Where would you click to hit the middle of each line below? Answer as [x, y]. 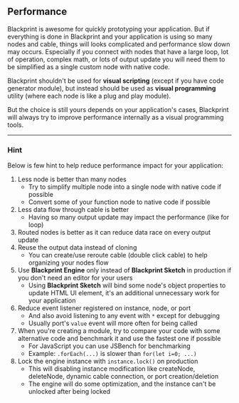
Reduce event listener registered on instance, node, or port [104, 308]
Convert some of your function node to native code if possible [119, 202]
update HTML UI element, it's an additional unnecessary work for [124, 293]
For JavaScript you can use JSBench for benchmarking [109, 346]
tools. [16, 125]
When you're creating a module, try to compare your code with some [119, 331]
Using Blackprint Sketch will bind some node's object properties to [127, 285]
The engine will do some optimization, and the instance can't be [122, 384]
